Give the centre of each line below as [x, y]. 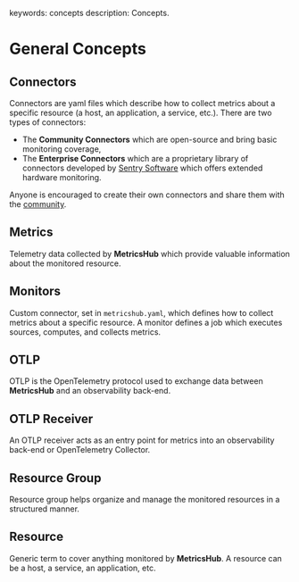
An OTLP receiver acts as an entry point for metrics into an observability [142, 440]
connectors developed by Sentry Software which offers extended [142, 168]
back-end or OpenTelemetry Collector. [80, 450]
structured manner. [45, 509]
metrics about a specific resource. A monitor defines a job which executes [146, 322]
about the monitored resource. [65, 263]
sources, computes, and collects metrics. [85, 332]
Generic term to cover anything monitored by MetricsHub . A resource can [146, 558]
